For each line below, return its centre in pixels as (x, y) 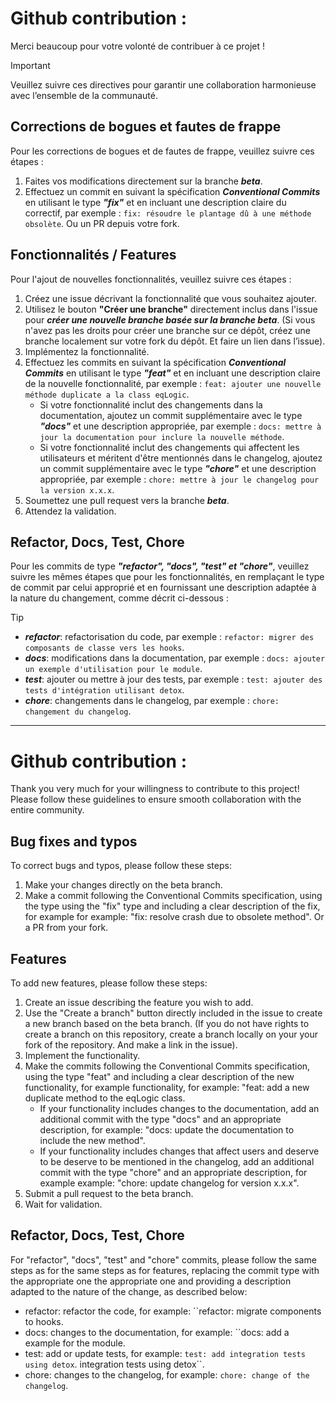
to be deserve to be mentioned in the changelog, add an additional (177, 1161)
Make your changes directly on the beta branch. (123, 885)
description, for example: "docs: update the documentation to (167, 1129)
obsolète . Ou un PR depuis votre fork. (102, 223)
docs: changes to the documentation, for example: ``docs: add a (157, 1332)
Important (30, 65)
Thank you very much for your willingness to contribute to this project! (155, 789)
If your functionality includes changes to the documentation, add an (179, 1108)
